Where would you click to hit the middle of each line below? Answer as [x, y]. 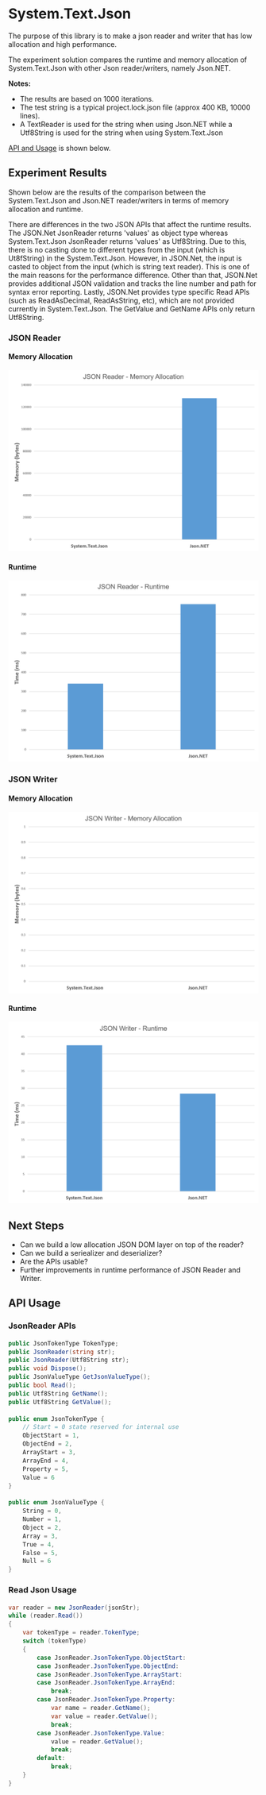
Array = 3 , [40, 1536]
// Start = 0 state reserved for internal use [101, 1427]
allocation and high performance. [63, 44]
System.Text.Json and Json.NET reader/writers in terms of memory [119, 200]
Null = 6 [37, 1561]
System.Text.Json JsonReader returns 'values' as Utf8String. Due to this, [128, 241]
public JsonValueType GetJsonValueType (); [79, 1377]
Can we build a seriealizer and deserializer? [91, 1253]
